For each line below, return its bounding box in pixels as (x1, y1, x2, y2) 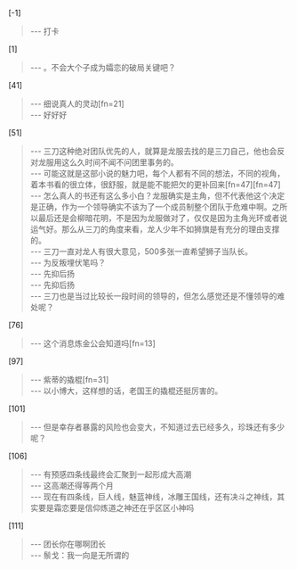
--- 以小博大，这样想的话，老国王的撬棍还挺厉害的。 (29, 385, 223, 396)
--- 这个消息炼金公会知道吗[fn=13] (29, 338, 157, 349)
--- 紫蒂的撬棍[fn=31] (29, 375, 109, 384)
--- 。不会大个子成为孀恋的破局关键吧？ (29, 62, 177, 72)
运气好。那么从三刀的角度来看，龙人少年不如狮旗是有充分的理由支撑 (29, 224, 280, 235)
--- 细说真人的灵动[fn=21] (29, 98, 125, 109)
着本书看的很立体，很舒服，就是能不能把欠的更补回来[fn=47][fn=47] (29, 179, 281, 190)
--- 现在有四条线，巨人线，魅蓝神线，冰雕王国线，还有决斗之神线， (29, 491, 277, 502)
